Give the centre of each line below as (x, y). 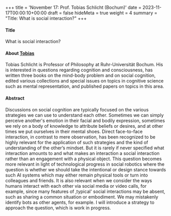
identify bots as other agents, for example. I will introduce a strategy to (80, 202)
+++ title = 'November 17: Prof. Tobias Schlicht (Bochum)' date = (73, 7)
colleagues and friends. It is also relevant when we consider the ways (79, 180)
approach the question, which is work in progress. (58, 208)
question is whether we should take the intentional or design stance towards (86, 169)
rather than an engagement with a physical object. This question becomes (84, 159)
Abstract (15, 98)
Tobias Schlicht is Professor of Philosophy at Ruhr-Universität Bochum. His (84, 65)
